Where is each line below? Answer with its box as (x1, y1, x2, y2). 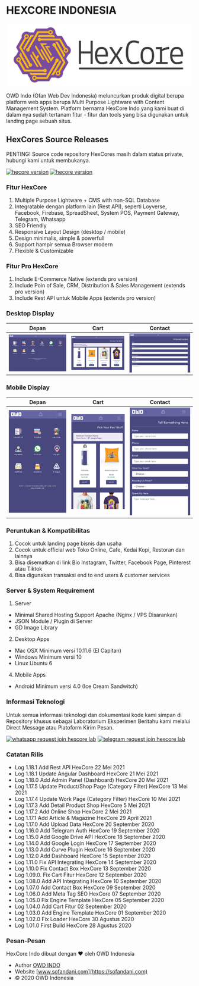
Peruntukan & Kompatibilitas (6, 526, 91, 534)
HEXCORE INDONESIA (6, 4, 117, 17)
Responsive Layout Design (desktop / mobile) (14, 228, 126, 235)
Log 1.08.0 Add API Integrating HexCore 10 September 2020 (14, 878, 162, 885)
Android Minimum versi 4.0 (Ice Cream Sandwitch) (14, 683, 138, 690)
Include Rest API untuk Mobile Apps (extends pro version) (14, 295, 156, 302)
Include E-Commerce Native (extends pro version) (14, 276, 138, 283)
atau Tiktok (14, 565, 43, 572)
